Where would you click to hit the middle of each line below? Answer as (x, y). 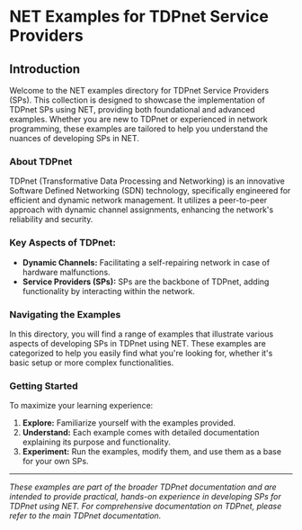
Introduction (45, 69)
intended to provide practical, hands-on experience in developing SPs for (145, 497)
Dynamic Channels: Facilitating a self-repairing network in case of (146, 262)
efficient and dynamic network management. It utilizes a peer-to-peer (138, 201)
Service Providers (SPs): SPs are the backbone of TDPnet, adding (146, 282)
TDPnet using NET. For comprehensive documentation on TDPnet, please (146, 507)
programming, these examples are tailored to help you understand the (139, 129)
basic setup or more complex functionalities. (92, 363)
